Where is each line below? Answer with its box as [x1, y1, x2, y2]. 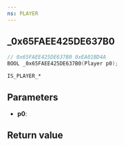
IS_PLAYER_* [7, 73, 41, 80]
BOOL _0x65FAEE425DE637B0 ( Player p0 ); [7, 60, 118, 67]
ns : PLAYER [7, 10, 39, 17]
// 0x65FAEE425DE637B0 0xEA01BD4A [7, 54, 107, 61]
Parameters [7, 91, 59, 103]
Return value [7, 129, 63, 141]
